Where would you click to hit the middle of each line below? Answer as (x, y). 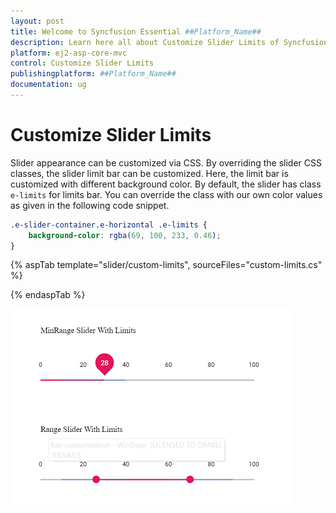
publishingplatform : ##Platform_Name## (93, 74)
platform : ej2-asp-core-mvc (69, 53)
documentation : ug (48, 85)
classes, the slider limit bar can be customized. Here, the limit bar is (149, 173)
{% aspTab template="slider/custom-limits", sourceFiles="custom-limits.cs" (166, 265)
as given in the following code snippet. (90, 205)
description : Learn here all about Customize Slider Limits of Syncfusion (169, 42)
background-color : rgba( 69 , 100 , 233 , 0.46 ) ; (125, 235)
